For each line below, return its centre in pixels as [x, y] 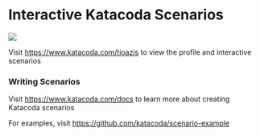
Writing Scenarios [44, 81]
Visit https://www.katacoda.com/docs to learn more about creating [119, 99]
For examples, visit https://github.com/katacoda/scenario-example [119, 123]
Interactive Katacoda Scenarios [116, 15]
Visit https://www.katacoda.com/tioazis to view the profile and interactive [130, 52]
